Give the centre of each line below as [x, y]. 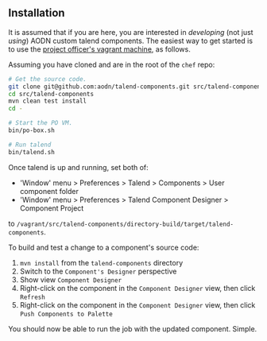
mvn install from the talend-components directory [101, 262]
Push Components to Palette [66, 314]
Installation [37, 13]
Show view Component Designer [71, 279]
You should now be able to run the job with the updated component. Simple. [133, 328]
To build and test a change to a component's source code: [104, 247]
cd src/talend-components [51, 94]
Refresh [32, 297]
